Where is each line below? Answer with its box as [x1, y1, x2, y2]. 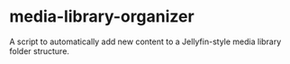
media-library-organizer [9, 6, 195, 27]
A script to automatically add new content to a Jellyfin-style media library [9, 36, 282, 47]
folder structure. [9, 45, 70, 56]
